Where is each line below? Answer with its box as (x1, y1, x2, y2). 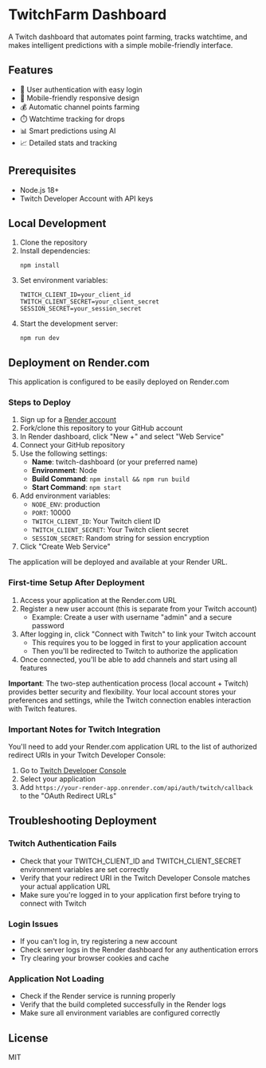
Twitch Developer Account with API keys (19, 194, 154, 203)
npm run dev (19, 334, 60, 342)
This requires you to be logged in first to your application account (31, 637, 247, 647)
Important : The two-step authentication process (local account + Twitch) (8, 679, 249, 688)
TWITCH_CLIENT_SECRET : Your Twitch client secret (31, 525, 189, 534)
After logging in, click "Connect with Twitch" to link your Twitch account (19, 629, 256, 639)
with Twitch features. (8, 703, 77, 714)
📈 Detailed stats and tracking (19, 138, 117, 147)
